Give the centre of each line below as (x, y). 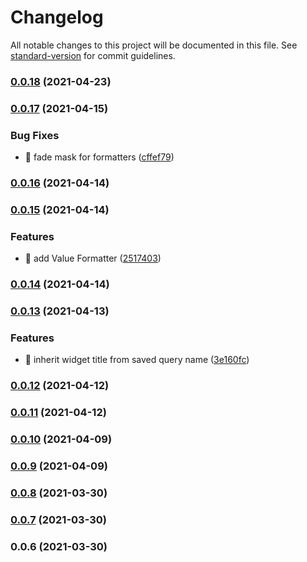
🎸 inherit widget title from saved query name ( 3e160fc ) (137, 360)
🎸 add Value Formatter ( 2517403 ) (93, 258)
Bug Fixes (35, 135)
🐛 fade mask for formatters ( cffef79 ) (99, 157)
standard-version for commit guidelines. (93, 55)
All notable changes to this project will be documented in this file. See (154, 45)
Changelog (57, 17)
